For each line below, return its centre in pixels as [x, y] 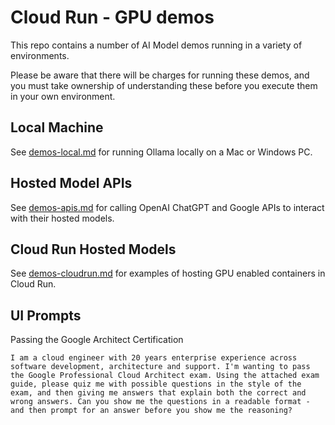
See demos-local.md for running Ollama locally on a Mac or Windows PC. [161, 152]
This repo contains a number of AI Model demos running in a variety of [156, 45]
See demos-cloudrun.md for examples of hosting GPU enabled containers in [168, 273]
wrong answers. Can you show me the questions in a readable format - [160, 402]
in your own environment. [63, 96]
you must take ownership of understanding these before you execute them [164, 85]
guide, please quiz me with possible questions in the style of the [156, 384]
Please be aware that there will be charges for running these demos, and [160, 75]
